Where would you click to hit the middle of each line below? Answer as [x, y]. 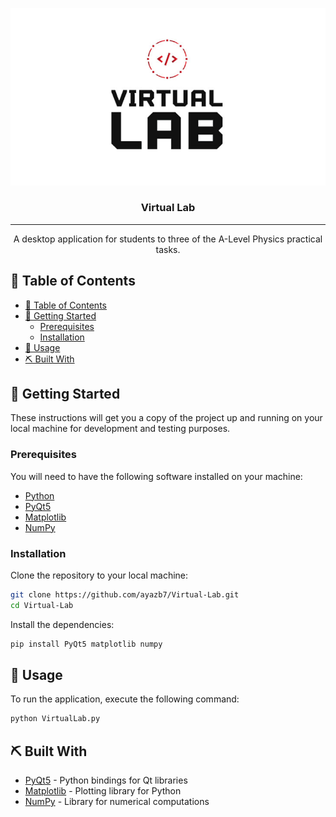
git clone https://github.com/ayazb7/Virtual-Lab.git [125, 595]
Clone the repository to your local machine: [99, 575]
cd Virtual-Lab [42, 605]
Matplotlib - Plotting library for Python [103, 791]
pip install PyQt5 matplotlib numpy [86, 644]
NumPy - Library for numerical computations [117, 802]
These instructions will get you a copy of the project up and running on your [166, 418]
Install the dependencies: [62, 624]
